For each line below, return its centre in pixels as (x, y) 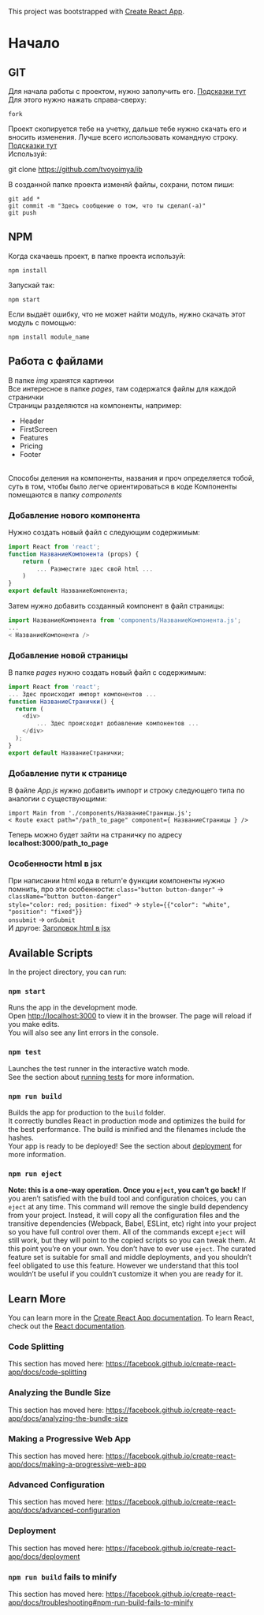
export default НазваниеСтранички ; (67, 753)
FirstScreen (38, 429)
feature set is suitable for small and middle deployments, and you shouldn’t (130, 1257)
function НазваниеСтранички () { (61, 702)
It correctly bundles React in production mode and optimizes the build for (127, 1121)
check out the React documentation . (67, 1326)
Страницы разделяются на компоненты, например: (95, 405)
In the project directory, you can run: (67, 972)
